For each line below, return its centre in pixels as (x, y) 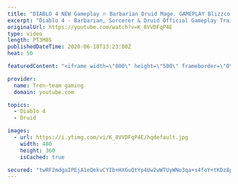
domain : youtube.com (44, 92)
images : (19, 131)
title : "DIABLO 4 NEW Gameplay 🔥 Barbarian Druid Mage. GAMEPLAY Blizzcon (120, 14)
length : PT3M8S (30, 40)
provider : (22, 79)
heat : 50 (20, 54)
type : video (25, 34)
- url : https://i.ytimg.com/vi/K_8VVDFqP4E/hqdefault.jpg (101, 137)
